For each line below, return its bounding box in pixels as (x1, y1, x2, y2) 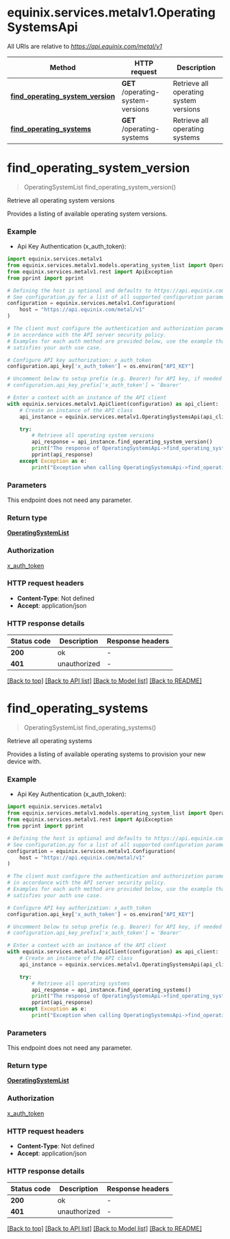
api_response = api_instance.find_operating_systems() (31, 986, 192, 993)
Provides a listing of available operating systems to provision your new (7, 750, 206, 758)
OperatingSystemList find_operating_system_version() (23, 183, 177, 191)
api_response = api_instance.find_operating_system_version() (31, 438, 213, 446)
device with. (7, 758, 42, 766)
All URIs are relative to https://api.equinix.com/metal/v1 (7, 42, 162, 50)
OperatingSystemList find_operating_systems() (23, 723, 156, 732)
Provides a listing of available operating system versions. (7, 209, 168, 218)
